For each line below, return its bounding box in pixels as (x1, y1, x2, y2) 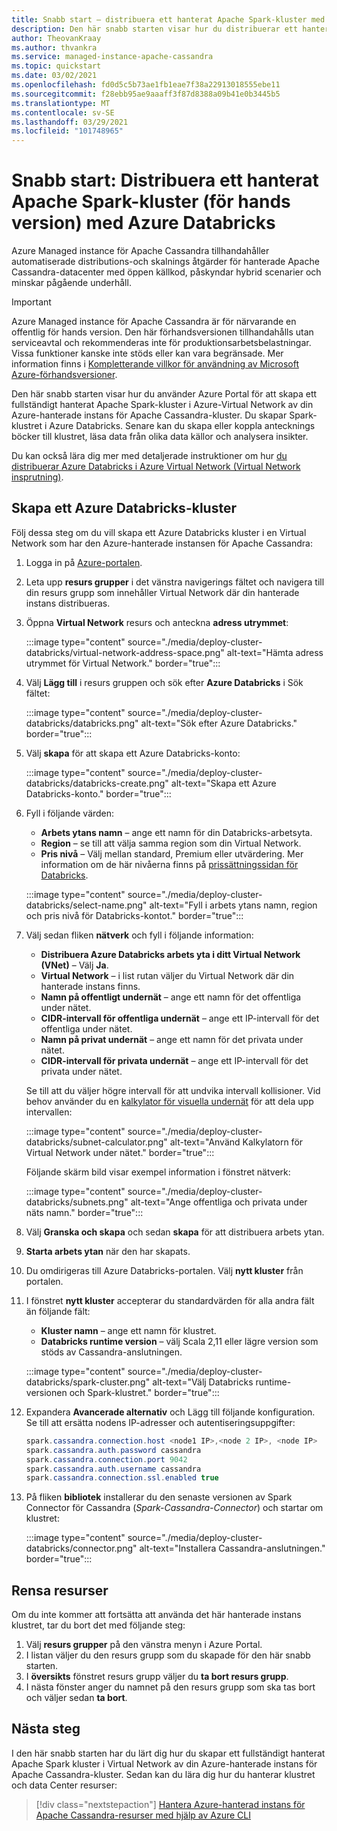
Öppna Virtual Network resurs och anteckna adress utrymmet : (25, 616, 289, 628)
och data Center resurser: (11, 1779, 118, 1791)
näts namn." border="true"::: (25, 1206, 144, 1218)
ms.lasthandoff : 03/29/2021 (11, 117, 129, 127)
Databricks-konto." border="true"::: (25, 787, 172, 800)
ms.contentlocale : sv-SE (11, 107, 115, 118)
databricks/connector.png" (25, 1542, 138, 1555)
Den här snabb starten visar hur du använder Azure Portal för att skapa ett (11, 388, 318, 400)
